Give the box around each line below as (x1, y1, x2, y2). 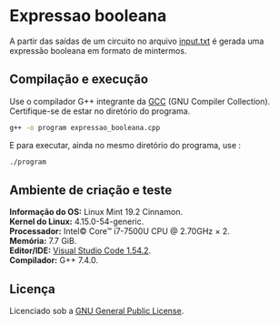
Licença (9, 281, 56, 297)
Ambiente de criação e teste (9, 182, 173, 198)
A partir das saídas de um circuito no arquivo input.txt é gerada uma (9, 36, 264, 46)
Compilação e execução (9, 72, 148, 87)
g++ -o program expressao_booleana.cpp (9, 123, 161, 132)
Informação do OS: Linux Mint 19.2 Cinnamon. (9, 207, 184, 218)
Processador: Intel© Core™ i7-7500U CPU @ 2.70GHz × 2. (9, 226, 230, 237)
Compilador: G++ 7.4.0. (9, 255, 98, 266)
